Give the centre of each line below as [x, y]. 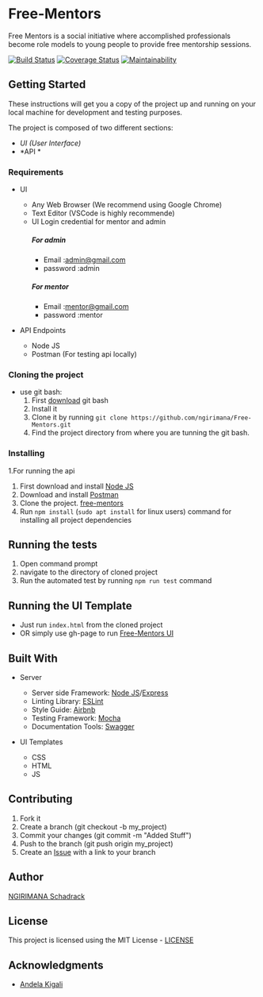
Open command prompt [59, 564]
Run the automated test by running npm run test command [116, 581]
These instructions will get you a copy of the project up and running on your [132, 103]
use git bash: [41, 392]
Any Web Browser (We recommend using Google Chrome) [127, 205]
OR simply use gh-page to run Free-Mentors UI [97, 633]
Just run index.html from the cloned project [91, 625]
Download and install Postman [69, 494]
